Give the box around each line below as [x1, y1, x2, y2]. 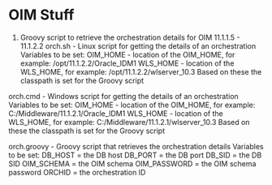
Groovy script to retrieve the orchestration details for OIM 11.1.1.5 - [19, 32, 240, 42]
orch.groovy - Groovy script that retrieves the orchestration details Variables [8, 141, 264, 151]
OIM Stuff [8, 6, 75, 24]
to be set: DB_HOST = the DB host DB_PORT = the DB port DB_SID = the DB [8, 150, 262, 160]
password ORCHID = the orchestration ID [8, 167, 146, 177]
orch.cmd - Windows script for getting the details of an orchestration [8, 91, 240, 101]
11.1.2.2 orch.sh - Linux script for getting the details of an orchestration [19, 41, 257, 50]
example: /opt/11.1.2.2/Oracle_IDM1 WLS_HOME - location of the [19, 58, 235, 68]
